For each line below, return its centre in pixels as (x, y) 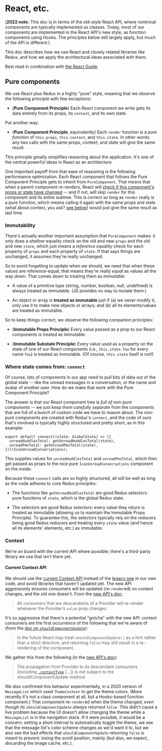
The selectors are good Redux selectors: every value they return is (78, 507)
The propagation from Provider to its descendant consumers (77, 667)
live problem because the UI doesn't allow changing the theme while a (75, 712)
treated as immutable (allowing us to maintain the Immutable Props (78, 513)
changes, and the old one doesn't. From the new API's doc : (64, 594)
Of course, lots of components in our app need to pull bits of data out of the (81, 377)
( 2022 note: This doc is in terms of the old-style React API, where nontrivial (81, 22)
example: (14, 428)
